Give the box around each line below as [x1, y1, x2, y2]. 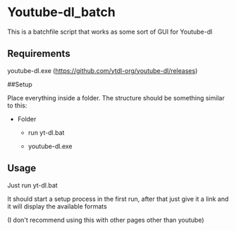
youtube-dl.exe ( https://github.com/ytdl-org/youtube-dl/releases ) [7, 66, 198, 74]
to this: [7, 101, 27, 110]
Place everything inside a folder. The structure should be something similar [7, 93, 225, 102]
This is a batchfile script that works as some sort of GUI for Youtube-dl [7, 27, 213, 36]
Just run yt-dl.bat [7, 180, 58, 190]
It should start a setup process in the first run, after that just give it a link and [7, 194, 229, 203]
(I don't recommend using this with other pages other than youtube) [7, 216, 204, 224]
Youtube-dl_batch [7, 4, 116, 20]
